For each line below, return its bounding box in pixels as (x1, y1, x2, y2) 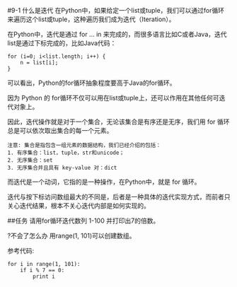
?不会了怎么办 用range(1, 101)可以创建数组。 (7, 232, 136, 240)
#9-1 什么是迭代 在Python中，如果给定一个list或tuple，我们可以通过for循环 (7, 6, 225, 14)
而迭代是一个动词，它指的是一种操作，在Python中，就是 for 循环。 (7, 177, 201, 186)
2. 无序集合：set (7, 157, 53, 164)
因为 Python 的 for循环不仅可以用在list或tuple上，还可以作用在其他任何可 (7, 94, 219, 102)
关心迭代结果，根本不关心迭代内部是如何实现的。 (7, 201, 150, 210)
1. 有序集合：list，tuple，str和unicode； (7, 149, 125, 156)
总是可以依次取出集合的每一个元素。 (7, 127, 113, 134)
